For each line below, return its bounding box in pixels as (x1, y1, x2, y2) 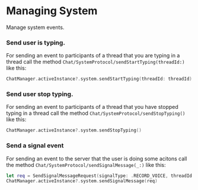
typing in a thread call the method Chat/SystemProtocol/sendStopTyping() (6, 110, 186, 117)
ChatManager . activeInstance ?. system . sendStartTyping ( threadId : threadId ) (6, 76, 193, 82)
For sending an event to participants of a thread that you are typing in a (6, 52, 180, 59)
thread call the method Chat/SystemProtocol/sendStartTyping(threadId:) (6, 58, 185, 66)
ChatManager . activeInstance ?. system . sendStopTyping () (6, 127, 142, 134)
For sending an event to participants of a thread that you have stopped (6, 104, 179, 111)
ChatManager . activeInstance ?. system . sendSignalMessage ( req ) (6, 178, 158, 184)
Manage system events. (6, 24, 65, 31)
